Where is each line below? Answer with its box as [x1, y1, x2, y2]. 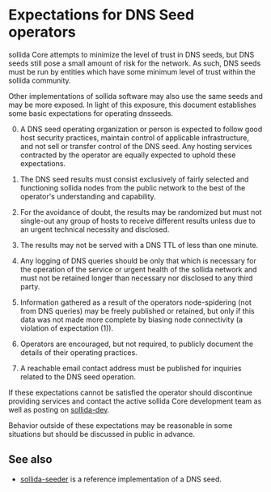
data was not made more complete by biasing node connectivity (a [19, 314, 243, 324]
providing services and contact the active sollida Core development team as [8, 396, 262, 406]
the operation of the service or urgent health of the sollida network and [19, 264, 257, 274]
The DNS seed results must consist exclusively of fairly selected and [19, 174, 249, 184]
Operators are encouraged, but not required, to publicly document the [19, 339, 253, 349]
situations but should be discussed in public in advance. [8, 429, 196, 439]
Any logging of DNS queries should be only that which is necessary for [19, 255, 256, 265]
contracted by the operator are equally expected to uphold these [19, 150, 236, 160]
